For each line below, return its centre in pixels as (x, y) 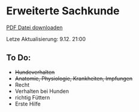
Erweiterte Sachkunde (63, 11)
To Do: (19, 58)
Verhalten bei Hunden (42, 91)
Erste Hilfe (28, 104)
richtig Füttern (32, 97)
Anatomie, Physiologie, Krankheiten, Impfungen (74, 78)
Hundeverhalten (35, 72)
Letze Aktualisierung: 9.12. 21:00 (46, 39)
